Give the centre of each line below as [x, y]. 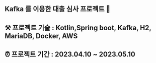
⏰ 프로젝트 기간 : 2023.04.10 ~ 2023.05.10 [70, 54]
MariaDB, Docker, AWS [41, 36]
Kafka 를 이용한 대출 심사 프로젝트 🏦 [58, 9]
